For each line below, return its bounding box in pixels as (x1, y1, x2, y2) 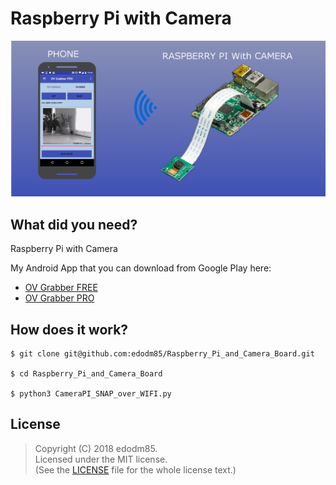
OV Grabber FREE (24, 282, 98, 294)
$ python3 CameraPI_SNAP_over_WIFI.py (10, 389, 172, 399)
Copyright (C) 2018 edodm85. (34, 442, 158, 454)
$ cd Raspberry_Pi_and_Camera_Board (10, 369, 163, 379)
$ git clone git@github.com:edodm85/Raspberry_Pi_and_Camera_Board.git (10, 349, 315, 359)
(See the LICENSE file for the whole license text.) (34, 463, 237, 476)
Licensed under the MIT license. (34, 453, 168, 465)
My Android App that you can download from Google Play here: (10, 262, 272, 274)
